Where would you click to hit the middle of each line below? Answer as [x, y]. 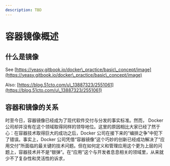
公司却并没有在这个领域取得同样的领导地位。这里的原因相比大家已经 [76, 127]
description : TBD [24, 10]
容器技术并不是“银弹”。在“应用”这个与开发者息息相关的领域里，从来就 [91, 152]
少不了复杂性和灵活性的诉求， [36, 158]
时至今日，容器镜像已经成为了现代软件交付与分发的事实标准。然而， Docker [84, 120]
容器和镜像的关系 [32, 107]
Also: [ [12, 85]
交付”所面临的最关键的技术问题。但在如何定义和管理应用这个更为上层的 [84, 146]
